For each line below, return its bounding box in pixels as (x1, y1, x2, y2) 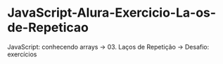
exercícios (7, 50, 37, 58)
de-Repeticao (7, 19, 89, 35)
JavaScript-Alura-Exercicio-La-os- (7, 5, 217, 21)
